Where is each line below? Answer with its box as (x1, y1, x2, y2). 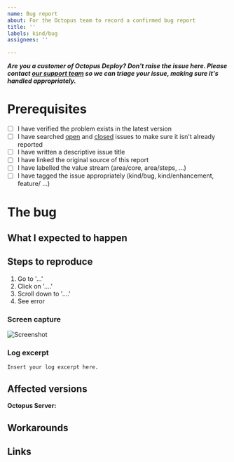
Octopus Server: (7, 402, 57, 410)
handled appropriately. (7, 77, 76, 85)
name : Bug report (7, 10, 58, 18)
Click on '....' (17, 282, 53, 290)
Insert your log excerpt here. (7, 364, 99, 371)
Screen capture (7, 314, 61, 324)
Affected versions (7, 383, 88, 395)
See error (17, 296, 46, 305)
